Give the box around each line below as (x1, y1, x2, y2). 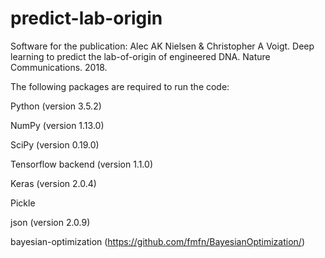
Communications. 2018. (10, 61, 108, 73)
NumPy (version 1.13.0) (10, 119, 105, 131)
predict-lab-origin (10, 7, 163, 30)
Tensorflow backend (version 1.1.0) (10, 158, 153, 170)
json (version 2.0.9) (10, 216, 91, 228)
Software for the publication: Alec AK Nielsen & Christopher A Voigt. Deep (10, 40, 315, 52)
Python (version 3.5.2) (10, 100, 102, 112)
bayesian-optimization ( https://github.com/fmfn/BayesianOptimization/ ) (10, 235, 306, 247)
